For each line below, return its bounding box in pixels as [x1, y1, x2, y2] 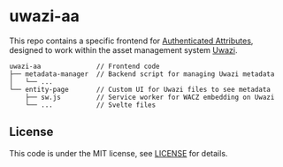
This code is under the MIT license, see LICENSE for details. [9, 148, 228, 158]
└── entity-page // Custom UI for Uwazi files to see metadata [9, 85, 272, 94]
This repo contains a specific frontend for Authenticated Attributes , [9, 35, 254, 46]
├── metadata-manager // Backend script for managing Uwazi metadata [9, 69, 275, 79]
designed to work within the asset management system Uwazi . [9, 44, 238, 55]
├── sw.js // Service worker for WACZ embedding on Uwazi [25, 93, 275, 102]
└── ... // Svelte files [25, 100, 157, 110]
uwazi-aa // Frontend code [9, 62, 161, 71]
